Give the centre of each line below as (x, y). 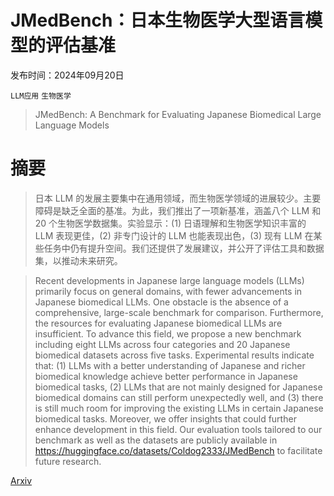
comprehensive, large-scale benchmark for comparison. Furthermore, (179, 312)
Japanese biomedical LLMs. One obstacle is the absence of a (161, 302)
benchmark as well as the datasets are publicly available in (156, 440)
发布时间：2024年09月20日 (67, 75)
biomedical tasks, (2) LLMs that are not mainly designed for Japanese (178, 387)
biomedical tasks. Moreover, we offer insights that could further (165, 418)
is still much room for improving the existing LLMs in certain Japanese (179, 408)
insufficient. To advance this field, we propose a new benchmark (168, 333)
